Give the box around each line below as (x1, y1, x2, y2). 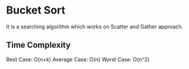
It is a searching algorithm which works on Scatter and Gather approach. (6, 23, 184, 30)
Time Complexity (6, 40, 71, 50)
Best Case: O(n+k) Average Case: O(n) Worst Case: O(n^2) (6, 55, 150, 63)
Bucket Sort (6, 4, 66, 17)
